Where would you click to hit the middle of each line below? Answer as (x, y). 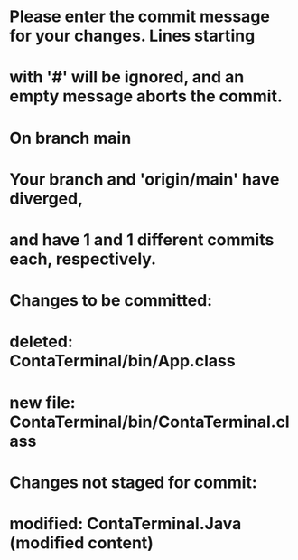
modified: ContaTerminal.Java (126, 523)
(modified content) (81, 542)
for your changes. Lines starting (132, 36)
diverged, (47, 199)
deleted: (42, 342)
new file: (42, 402)
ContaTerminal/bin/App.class (123, 361)
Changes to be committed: (111, 301)
